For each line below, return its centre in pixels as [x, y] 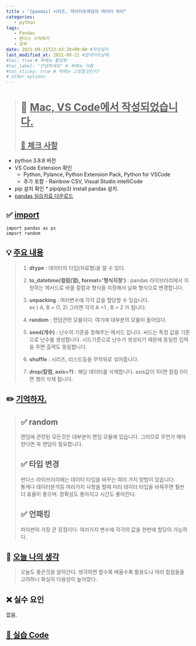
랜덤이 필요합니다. [63, 444]
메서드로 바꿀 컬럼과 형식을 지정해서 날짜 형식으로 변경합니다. [114, 288]
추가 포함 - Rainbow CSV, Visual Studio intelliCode [83, 181]
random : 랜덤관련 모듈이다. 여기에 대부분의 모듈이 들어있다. [98, 320]
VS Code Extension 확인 [43, 168]
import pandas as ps [31, 228]
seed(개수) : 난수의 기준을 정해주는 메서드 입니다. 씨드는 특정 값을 [104, 332]
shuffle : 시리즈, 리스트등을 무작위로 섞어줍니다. [84, 359]
